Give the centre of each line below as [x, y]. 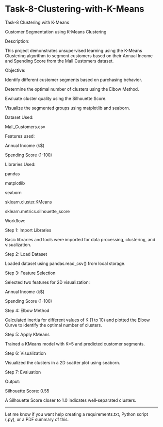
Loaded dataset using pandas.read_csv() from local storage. [65, 263]
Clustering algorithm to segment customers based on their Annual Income [79, 56]
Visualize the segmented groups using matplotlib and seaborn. [67, 108]
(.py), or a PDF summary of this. [37, 419]
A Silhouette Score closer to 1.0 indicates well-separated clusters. [71, 400]
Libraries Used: [20, 164]
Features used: [20, 136]
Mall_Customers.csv [25, 127]
